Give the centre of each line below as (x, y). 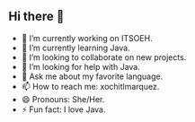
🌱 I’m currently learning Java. (76, 48)
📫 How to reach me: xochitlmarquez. (90, 86)
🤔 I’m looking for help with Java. (80, 66)
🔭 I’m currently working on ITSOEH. (87, 38)
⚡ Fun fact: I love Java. (63, 109)
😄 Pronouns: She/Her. (63, 99)
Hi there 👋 (36, 17)
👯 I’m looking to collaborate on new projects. (104, 57)
